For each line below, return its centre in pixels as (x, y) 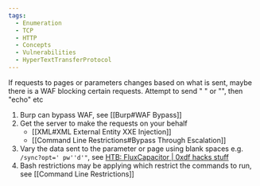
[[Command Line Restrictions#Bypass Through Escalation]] (129, 140)
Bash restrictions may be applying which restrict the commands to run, (136, 165)
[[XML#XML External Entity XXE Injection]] (101, 131)
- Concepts (33, 45)
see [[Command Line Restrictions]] (77, 174)
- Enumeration (39, 23)
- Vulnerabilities (46, 52)
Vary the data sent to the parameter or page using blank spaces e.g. (132, 149)
